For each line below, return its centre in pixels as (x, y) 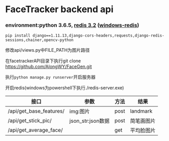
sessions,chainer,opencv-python (39, 40)
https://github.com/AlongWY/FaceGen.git (49, 66)
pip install (18, 36)
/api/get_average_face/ (35, 130)
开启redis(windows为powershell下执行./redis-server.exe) (65, 88)
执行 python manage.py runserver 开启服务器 (50, 77)
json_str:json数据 (90, 121)
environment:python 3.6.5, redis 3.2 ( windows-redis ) (72, 25)
